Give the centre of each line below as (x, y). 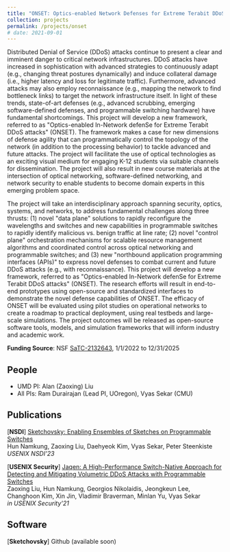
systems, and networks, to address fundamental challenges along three (108, 211)
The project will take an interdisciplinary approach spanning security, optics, (115, 204)
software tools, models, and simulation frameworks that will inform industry (113, 328)
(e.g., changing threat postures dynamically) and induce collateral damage (112, 74)
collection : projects (38, 20)
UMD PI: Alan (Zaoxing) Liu (55, 386)
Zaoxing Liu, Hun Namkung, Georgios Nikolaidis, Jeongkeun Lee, (99, 488)
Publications (35, 415)
